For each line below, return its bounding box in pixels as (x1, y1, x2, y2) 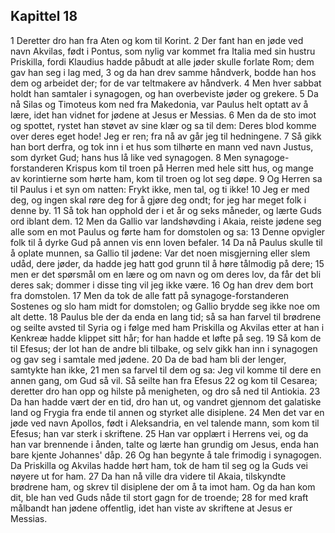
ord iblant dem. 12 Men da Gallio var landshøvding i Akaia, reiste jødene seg (10, 215, 322, 227)
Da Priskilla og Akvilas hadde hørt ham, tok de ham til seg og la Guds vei (10, 459, 308, 471)
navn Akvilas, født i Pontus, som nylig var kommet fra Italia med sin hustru (10, 45, 316, 57)
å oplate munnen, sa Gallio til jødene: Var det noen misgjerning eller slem (10, 247, 311, 259)
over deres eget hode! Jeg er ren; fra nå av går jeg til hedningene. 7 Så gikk (10, 130, 322, 142)
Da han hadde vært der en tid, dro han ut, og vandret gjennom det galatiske (10, 395, 322, 408)
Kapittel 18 (10, 8, 78, 25)
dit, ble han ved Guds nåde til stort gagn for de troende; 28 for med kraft (10, 491, 309, 503)
